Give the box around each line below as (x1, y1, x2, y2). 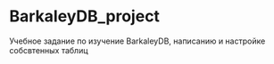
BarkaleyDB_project (9, 6, 161, 27)
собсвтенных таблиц (9, 44, 88, 55)
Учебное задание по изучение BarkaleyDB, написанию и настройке (9, 36, 266, 46)
